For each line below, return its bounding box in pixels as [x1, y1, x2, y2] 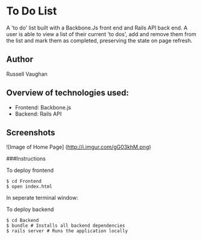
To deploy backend [6, 206, 54, 213]
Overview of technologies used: [6, 88, 130, 98]
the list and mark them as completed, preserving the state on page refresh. [6, 37, 193, 44]
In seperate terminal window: [6, 194, 78, 202]
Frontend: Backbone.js [14, 103, 71, 111]
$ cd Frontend [6, 179, 42, 185]
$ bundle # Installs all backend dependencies [6, 223, 125, 229]
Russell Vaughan [6, 70, 48, 78]
